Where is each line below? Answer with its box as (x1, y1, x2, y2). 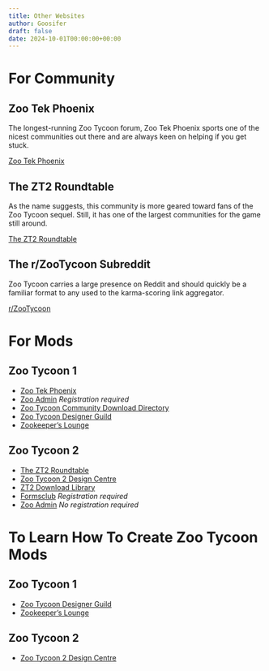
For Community (8, 70, 115, 88)
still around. (8, 218, 48, 228)
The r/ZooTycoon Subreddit (8, 257, 152, 272)
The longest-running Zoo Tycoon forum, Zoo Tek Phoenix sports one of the (8, 123, 260, 133)
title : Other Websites (8, 11, 85, 20)
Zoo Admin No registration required (19, 500, 139, 510)
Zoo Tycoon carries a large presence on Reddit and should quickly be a (8, 279, 247, 289)
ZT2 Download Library (19, 482, 96, 492)
